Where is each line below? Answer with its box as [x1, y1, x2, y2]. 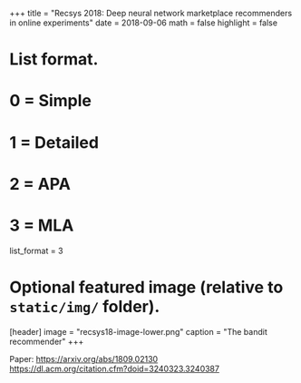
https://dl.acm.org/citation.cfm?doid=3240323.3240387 [9, 363, 220, 374]
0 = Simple [9, 91, 92, 112]
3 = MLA [9, 215, 74, 235]
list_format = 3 [9, 245, 63, 256]
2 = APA [9, 173, 71, 194]
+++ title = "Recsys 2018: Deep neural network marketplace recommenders [9, 8, 293, 18]
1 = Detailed [9, 132, 100, 152]
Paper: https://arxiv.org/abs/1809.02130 [9, 353, 159, 364]
